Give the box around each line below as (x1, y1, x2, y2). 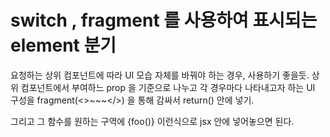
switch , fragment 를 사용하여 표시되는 (10, 9, 318, 32)
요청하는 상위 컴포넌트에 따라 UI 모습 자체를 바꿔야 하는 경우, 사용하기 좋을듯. (10, 69, 310, 81)
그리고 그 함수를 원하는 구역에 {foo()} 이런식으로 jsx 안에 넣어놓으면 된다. (10, 115, 295, 127)
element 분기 (10, 34, 117, 57)
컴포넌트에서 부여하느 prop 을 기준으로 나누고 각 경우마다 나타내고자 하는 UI (20, 81, 316, 93)
